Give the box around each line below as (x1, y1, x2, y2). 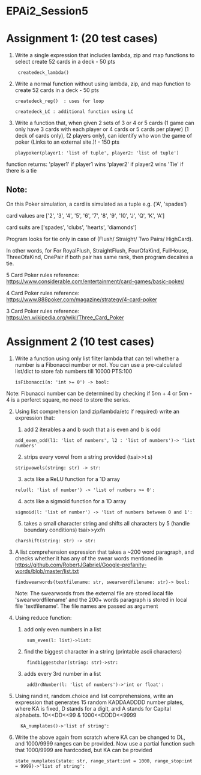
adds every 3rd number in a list (23, 670, 101, 677)
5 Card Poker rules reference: (6, 271, 80, 278)
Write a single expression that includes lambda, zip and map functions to (14, 52, 195, 59)
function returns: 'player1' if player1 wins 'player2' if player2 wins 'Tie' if (6, 161, 184, 168)
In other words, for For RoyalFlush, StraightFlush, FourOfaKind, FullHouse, (6, 247, 189, 254)
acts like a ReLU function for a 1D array (23, 475, 120, 482)
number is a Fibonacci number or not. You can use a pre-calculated (14, 361, 182, 368)
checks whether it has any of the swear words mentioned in (14, 554, 163, 562)
